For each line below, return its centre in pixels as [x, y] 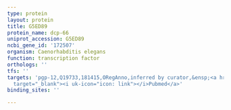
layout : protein [30, 20]
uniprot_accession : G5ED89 [46, 39]
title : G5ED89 [27, 26]
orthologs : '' [27, 65]
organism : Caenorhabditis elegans [57, 52]
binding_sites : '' [33, 90]
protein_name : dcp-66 [38, 33]
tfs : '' [18, 71]
